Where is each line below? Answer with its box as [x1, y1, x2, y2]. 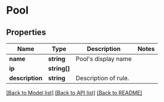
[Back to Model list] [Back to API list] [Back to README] [6, 90, 143, 96]
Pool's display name [75, 55, 132, 63]
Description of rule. [75, 74, 130, 82]
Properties [6, 27, 46, 37]
